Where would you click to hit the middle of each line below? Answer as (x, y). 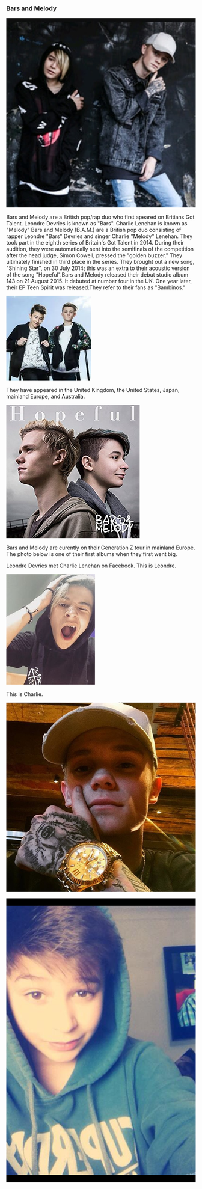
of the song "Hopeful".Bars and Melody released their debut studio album (97, 275)
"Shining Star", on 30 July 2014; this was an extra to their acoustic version (98, 268)
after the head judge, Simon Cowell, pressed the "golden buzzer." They (94, 255)
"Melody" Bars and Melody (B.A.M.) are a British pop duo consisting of (94, 230)
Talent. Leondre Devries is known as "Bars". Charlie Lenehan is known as (97, 224)
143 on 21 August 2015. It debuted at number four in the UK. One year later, (99, 281)
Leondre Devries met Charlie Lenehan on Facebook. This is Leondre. (91, 566)
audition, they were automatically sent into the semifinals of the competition (100, 249)
